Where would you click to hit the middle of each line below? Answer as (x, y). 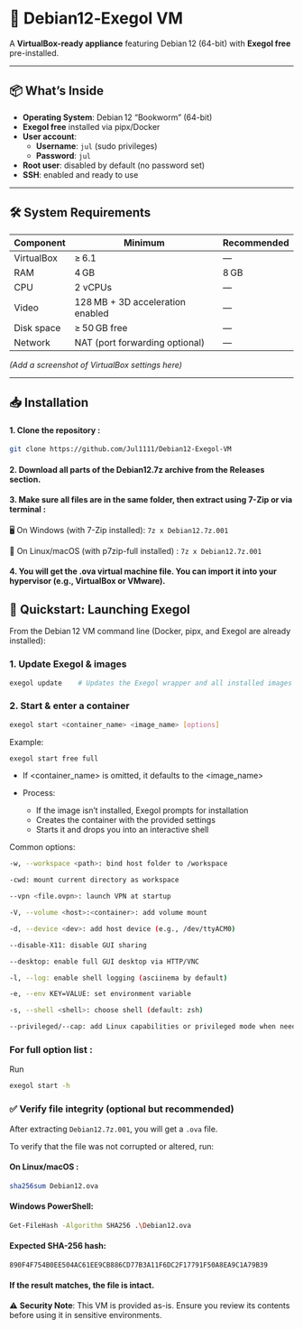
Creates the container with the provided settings (126, 820)
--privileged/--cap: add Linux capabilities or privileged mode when (143, 1027)
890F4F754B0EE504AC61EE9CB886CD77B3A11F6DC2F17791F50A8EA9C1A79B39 (139, 1265)
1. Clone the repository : (55, 430)
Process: (39, 793)
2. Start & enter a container (69, 706)
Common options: (42, 847)
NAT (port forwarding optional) (140, 342)
